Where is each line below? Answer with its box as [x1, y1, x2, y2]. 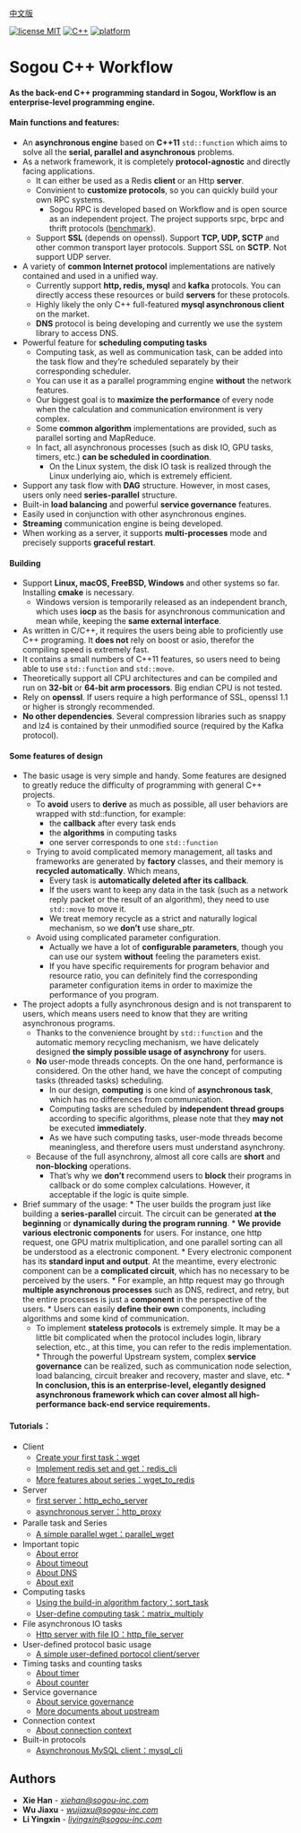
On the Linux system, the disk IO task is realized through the [48, 461, 271, 471]
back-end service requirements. [87, 1399, 211, 1410]
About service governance [35, 1696, 134, 1707]
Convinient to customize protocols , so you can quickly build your [35, 185, 279, 195]
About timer [35, 1667, 80, 1678]
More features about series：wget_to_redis [35, 1474, 195, 1485]
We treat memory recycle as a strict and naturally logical [48, 913, 258, 924]
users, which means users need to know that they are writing [21, 1008, 248, 1019]
